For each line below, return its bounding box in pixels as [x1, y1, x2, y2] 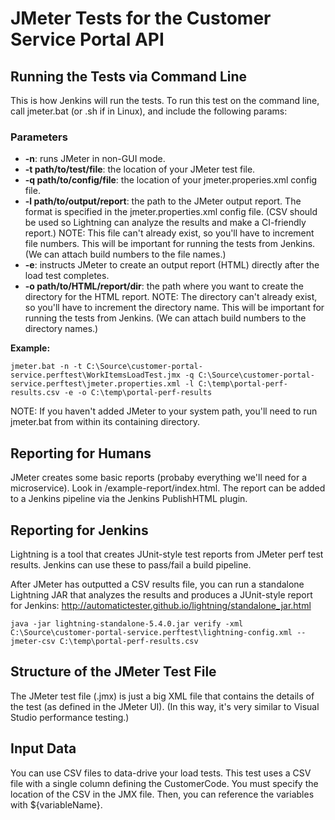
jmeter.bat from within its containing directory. [10, 416, 201, 428]
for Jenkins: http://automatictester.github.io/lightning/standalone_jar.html [10, 599, 312, 611]
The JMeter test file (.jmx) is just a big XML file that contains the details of [10, 690, 315, 702]
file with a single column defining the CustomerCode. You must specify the [10, 777, 319, 789]
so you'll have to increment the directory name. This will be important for [24, 302, 325, 314]
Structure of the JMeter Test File [10, 663, 217, 681]
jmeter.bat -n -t [10, 362, 83, 372]
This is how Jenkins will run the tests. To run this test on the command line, [10, 95, 320, 106]
